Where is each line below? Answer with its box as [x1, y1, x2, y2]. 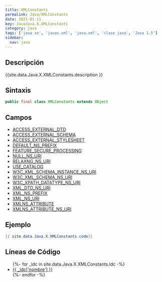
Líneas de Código [5, 248, 61, 256]
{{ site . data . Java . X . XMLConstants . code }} [5, 233, 93, 239]
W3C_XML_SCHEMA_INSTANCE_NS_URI [12, 169, 96, 175]
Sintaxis [5, 86, 31, 94]
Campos [5, 113, 32, 121]
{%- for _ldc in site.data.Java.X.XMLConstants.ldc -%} [12, 261, 125, 267]
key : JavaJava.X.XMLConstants [5, 21, 68, 26]
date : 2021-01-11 [5, 16, 41, 21]
